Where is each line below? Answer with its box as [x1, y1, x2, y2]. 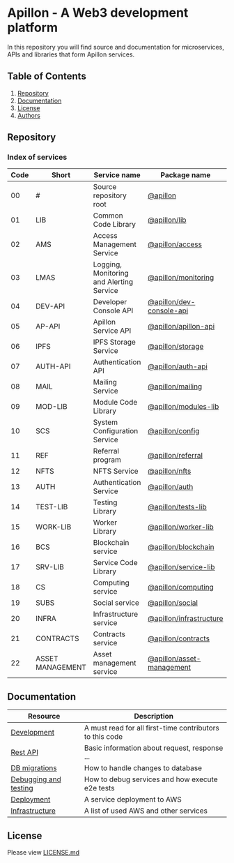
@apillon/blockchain [147, 542, 214, 552]
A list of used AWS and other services [84, 806, 208, 816]
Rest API [10, 748, 38, 758]
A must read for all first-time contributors [84, 723, 219, 733]
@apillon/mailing [147, 382, 203, 391]
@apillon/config [147, 426, 200, 436]
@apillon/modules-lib [147, 402, 219, 412]
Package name [159, 170, 211, 180]
